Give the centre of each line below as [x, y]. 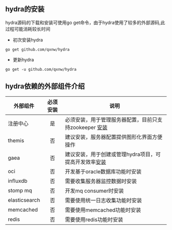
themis [16, 140]
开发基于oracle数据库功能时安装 [103, 172]
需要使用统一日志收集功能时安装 [103, 200]
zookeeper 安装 [89, 127]
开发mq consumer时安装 [94, 191]
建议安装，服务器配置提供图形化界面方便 [114, 137]
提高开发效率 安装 [85, 162]
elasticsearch [24, 200]
